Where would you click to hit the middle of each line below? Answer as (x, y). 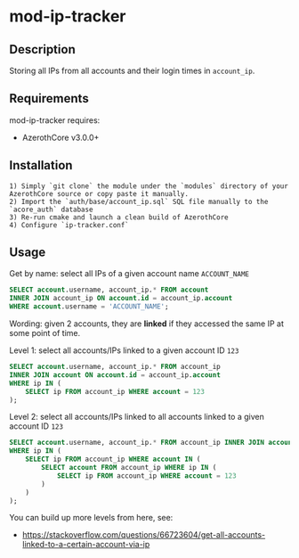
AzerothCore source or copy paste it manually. (99, 193)
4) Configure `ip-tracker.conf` (69, 225)
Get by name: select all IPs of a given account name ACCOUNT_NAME (129, 274)
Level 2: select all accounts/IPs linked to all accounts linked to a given (137, 417)
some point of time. (45, 333)
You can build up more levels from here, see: (91, 518)
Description (42, 49)
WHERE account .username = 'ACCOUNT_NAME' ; (89, 307)
